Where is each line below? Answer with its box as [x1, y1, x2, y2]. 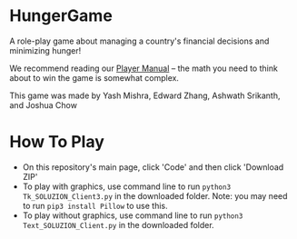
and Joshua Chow [9, 99, 77, 110]
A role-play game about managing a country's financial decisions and [9, 35, 270, 46]
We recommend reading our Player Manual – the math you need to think [9, 63, 279, 74]
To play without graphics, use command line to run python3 [22, 210, 243, 221]
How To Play [9, 132, 104, 153]
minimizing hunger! [9, 45, 82, 55]
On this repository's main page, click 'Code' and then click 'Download [22, 161, 284, 173]
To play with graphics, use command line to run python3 [22, 181, 232, 192]
